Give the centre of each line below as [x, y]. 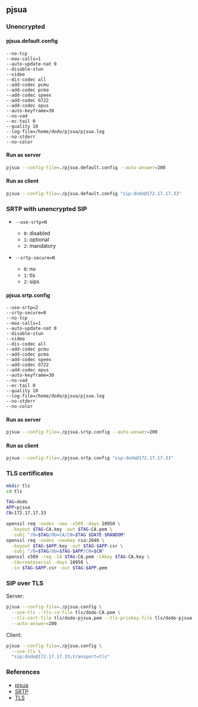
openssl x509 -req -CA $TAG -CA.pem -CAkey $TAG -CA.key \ [78, 557]
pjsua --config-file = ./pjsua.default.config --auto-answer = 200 [86, 168]
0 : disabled [37, 233]
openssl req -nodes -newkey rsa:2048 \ [55, 540]
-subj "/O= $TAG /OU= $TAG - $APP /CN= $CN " [58, 551]
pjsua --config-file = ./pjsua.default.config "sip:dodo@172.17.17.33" [94, 193]
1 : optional [36, 239]
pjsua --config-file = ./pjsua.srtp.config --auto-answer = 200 [82, 432]
